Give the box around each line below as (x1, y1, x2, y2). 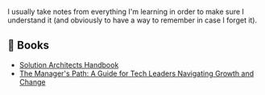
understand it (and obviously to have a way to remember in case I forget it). (7, 15, 258, 25)
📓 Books (7, 39, 50, 52)
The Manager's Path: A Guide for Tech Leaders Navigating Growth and (19, 68, 255, 78)
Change (19, 76, 46, 87)
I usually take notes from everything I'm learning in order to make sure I (7, 7, 245, 16)
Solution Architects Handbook (19, 60, 119, 69)
